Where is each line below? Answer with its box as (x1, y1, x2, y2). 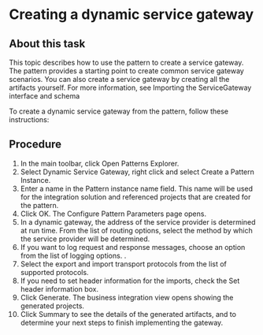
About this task (9, 37, 86, 50)
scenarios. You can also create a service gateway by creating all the (9, 75, 230, 84)
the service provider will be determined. (20, 234, 150, 244)
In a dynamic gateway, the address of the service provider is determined (20, 217, 256, 226)
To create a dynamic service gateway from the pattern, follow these (9, 106, 229, 116)
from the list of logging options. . (20, 251, 127, 260)
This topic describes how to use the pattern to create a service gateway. (9, 58, 244, 67)
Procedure (9, 138, 62, 151)
